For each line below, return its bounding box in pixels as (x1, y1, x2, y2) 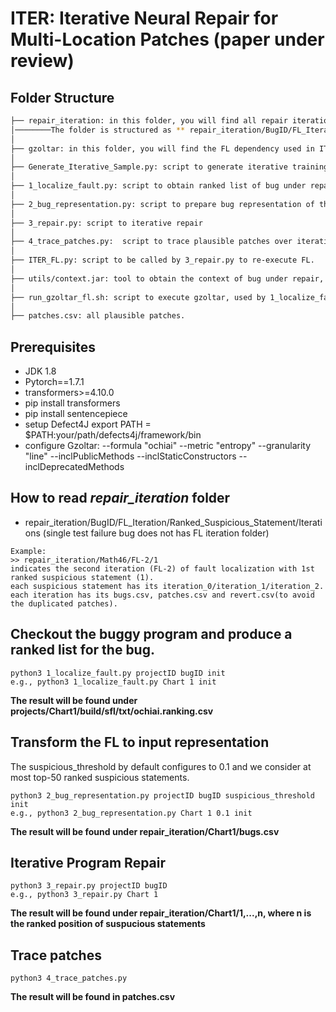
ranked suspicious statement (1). (10, 572, 155, 582)
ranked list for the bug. (10, 642, 155, 659)
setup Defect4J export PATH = (24, 418, 152, 431)
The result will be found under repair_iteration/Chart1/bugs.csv (10, 825, 280, 837)
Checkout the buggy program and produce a (10, 626, 293, 643)
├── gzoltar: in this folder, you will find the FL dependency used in (10, 143, 315, 154)
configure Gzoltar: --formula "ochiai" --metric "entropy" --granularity (24, 440, 312, 452)
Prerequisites (10, 338, 96, 356)
